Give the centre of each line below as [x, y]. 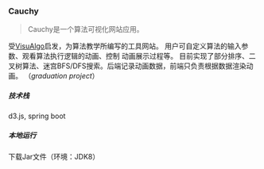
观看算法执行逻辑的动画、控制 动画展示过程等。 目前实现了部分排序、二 [139, 56]
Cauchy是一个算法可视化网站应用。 [86, 29]
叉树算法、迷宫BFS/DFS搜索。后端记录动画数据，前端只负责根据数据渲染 [127, 66]
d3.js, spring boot [37, 116]
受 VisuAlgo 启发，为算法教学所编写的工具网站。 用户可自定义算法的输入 [125, 46]
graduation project [62, 76]
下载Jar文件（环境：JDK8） [54, 157]
